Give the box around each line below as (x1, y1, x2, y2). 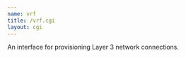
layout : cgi (7, 23, 42, 30)
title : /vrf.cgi (7, 17, 55, 24)
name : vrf (7, 10, 37, 18)
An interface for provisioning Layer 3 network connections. (7, 43, 179, 52)
